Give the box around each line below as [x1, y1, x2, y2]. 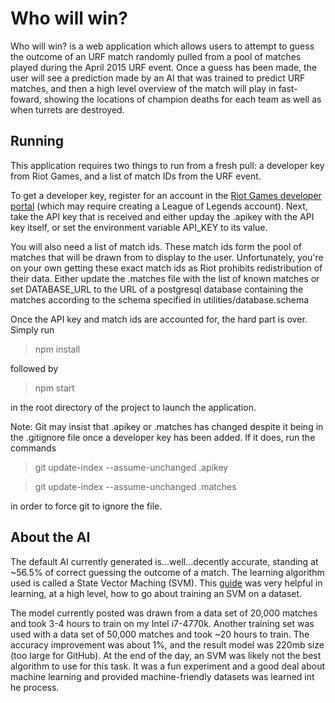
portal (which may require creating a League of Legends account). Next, [10, 200, 308, 212]
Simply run [10, 323, 55, 336]
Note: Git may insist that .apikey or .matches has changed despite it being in [10, 420, 324, 432]
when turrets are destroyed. [10, 103, 125, 116]
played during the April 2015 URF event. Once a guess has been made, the [10, 61, 318, 73]
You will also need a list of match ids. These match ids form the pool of [10, 240, 302, 252]
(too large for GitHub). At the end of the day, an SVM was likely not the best [10, 649, 322, 661]
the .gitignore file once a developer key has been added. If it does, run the [10, 431, 316, 443]
